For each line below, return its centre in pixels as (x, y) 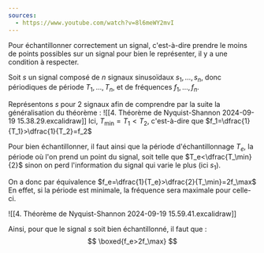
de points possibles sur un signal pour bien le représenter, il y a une (118, 53)
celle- (242, 190)
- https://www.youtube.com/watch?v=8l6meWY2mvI (95, 23)
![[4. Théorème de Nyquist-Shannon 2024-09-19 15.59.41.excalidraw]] (123, 214)
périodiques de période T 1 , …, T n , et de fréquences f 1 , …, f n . (104, 88)
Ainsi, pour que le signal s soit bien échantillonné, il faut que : (108, 229)
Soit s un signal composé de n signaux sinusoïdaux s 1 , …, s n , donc (115, 78)
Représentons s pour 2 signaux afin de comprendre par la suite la (114, 104)
